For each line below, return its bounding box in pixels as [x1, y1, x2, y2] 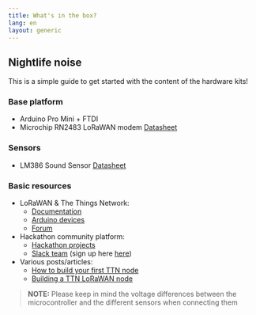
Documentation [31, 207, 82, 216]
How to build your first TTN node [31, 266, 139, 275]
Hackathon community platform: [19, 232, 125, 241]
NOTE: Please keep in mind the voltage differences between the [27, 290, 237, 299]
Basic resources [8, 180, 72, 191]
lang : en [8, 19, 37, 27]
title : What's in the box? [8, 11, 97, 20]
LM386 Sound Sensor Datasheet [19, 160, 126, 170]
